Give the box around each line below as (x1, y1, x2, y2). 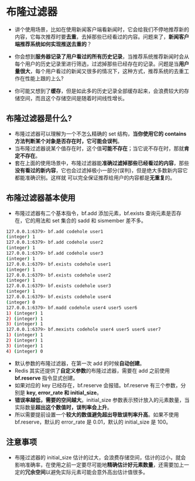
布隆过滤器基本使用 (6, 193, 76, 203)
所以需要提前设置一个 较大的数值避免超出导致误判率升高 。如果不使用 (14, 411, 179, 418)
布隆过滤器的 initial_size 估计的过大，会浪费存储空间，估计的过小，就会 (14, 453, 186, 460)
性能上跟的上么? (25, 74, 64, 82)
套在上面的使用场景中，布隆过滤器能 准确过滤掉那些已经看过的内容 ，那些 (14, 159, 189, 166)
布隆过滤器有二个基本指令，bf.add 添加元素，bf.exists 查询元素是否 (14, 209, 177, 217)
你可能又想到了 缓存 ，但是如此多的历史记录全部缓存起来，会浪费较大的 (14, 87, 184, 94)
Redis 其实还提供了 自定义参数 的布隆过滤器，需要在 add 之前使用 (14, 367, 170, 374)
